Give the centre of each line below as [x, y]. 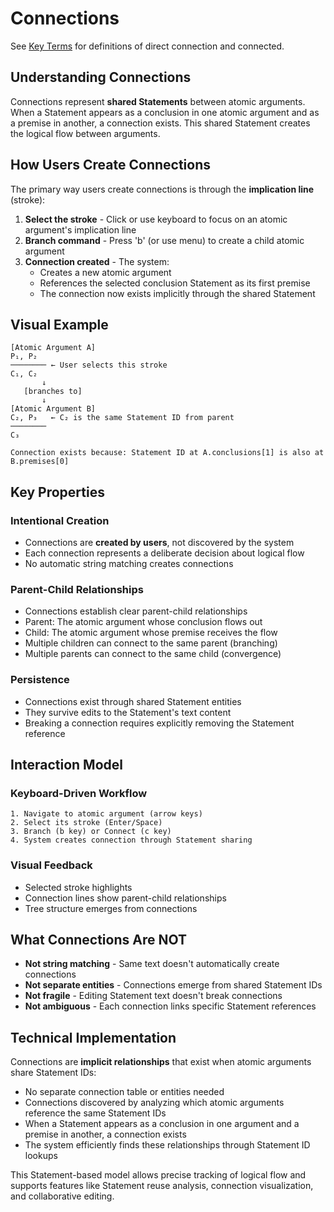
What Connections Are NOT [98, 940]
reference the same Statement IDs [95, 1113]
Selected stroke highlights [78, 887]
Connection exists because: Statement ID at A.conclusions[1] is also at [167, 453]
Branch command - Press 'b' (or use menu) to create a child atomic [164, 240]
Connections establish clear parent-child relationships [136, 611]
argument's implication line [80, 229]
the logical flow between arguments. [85, 133]
